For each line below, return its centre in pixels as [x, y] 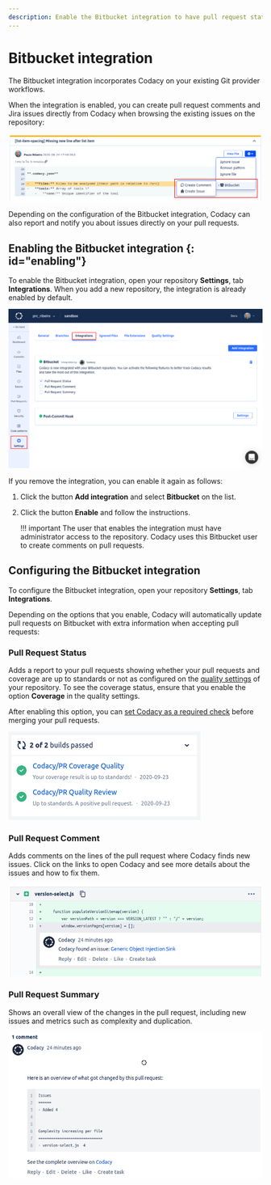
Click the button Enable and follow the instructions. [105, 512]
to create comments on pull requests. [82, 545]
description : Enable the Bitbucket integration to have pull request [128, 17]
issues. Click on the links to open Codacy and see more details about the [129, 865]
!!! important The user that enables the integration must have [121, 528]
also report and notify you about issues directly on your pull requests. [124, 223]
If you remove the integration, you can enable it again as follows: [116, 480]
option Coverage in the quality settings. [74, 696]
